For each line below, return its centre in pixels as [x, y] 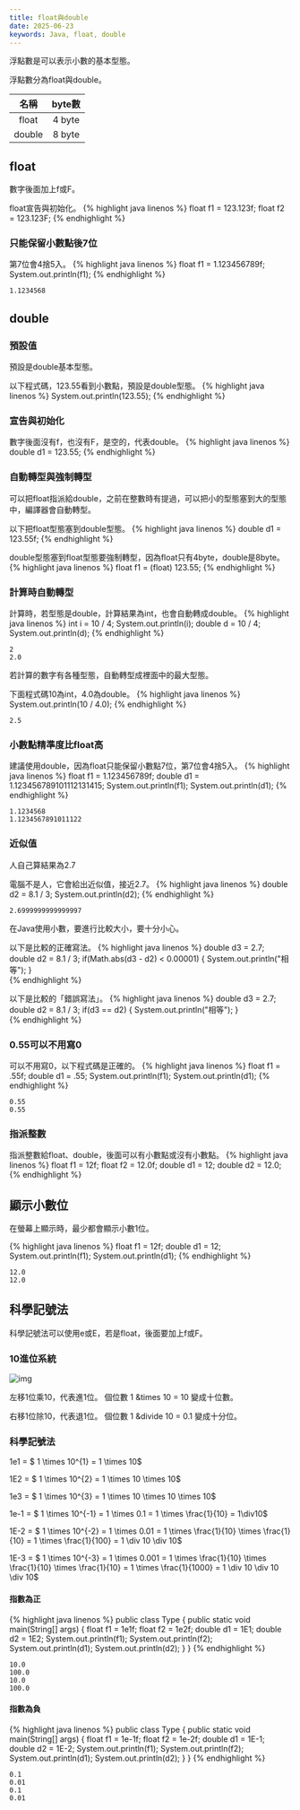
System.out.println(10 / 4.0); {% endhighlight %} [98, 704]
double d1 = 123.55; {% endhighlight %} [82, 452]
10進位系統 [33, 1358]
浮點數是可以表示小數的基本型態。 [72, 61]
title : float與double [49, 17]
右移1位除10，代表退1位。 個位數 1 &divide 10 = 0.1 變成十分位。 [125, 1416]
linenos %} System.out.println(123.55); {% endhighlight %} [117, 396]
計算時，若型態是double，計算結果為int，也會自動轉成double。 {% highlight [149, 613]
